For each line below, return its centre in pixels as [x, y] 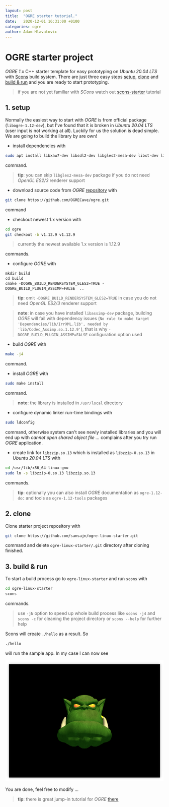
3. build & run [26, 566]
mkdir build [18, 274]
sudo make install [24, 384]
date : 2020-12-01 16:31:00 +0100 [43, 21]
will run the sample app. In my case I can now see [57, 653]
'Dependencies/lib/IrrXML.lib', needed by [63, 324]
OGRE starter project [50, 57]
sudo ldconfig [20, 423]
